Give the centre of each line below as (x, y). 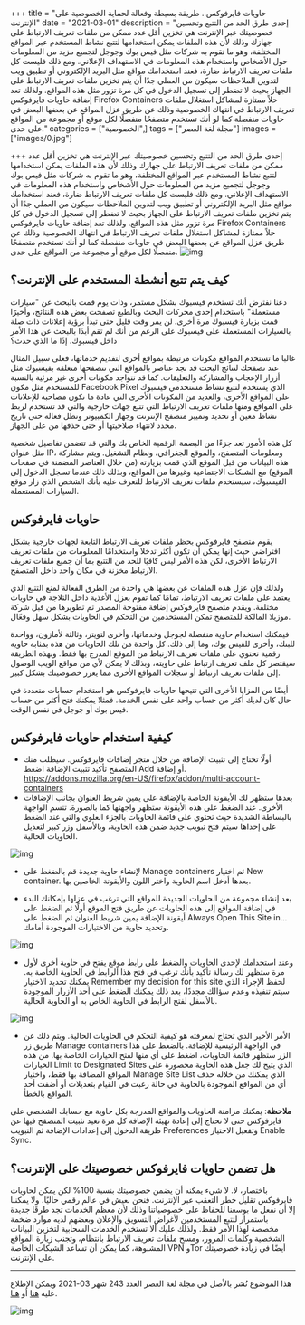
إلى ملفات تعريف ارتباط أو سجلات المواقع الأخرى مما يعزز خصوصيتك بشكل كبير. (145, 672)
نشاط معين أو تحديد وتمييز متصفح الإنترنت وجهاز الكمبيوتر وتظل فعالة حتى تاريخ (144, 415)
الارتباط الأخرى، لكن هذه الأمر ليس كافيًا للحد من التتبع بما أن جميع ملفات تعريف (144, 560)
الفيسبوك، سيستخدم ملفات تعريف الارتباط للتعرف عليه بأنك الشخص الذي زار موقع (149, 481)
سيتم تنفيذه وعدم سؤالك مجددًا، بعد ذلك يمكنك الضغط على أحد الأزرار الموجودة (157, 991)
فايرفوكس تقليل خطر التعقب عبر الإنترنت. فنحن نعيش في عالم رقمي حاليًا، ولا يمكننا (152, 1200)
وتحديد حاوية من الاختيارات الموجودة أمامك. (96, 928)
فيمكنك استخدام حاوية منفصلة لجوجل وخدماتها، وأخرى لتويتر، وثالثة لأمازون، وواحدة (150, 634)
